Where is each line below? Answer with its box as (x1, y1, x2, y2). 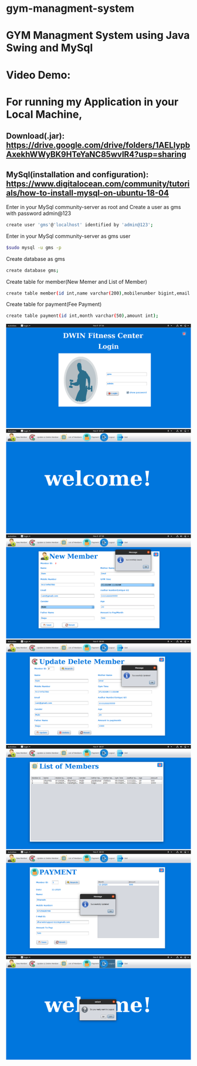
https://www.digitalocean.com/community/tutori (6, 178, 190, 188)
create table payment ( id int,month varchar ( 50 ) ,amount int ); (6, 313, 159, 319)
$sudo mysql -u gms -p (6, 244, 62, 250)
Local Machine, (6, 108, 83, 121)
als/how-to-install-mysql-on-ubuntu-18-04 (6, 188, 169, 198)
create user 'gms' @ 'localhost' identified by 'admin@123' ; (6, 221, 154, 228)
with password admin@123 (6, 210, 72, 217)
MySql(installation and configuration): (6, 170, 149, 180)
